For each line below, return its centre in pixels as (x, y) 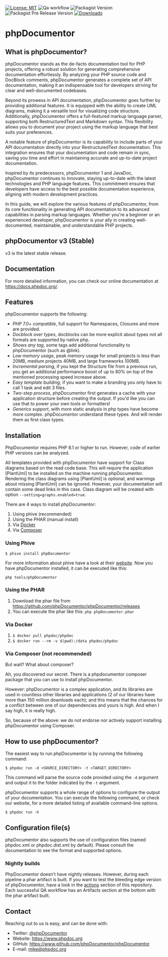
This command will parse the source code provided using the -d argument (82, 777)
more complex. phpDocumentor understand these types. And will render (87, 414)
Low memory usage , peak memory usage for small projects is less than (86, 356)
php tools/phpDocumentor (31, 577)
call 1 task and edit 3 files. (39, 388)
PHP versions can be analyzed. (37, 453)
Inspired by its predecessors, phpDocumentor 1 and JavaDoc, (69, 173)
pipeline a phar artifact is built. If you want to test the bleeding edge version (83, 880)
